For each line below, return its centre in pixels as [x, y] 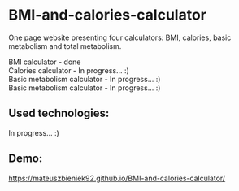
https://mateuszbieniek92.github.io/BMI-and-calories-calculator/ [117, 178]
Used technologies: [59, 113]
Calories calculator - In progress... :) [69, 70]
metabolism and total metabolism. [65, 46]
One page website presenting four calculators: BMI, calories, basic [120, 37]
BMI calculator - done [45, 62]
